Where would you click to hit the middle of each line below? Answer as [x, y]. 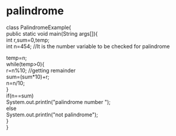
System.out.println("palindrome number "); [59, 102]
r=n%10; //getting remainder [41, 70]
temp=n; [17, 58]
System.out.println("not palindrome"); [52, 115]
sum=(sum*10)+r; [28, 77]
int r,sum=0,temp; [28, 40]
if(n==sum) [20, 96]
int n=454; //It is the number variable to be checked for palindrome [88, 46]
